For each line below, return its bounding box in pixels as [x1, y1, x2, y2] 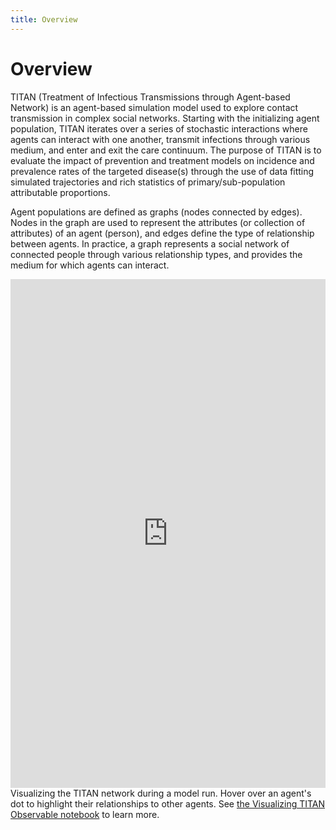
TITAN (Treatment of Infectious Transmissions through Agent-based [10, 91, 291, 103]
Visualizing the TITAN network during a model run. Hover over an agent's [10, 787, 312, 799]
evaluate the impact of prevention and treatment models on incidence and [10, 154, 315, 166]
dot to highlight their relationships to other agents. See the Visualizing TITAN [10, 797, 326, 810]
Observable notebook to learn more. [10, 808, 160, 820]
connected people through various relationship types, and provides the [10, 248, 303, 260]
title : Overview [10, 14, 78, 25]
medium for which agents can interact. [10, 259, 170, 271]
